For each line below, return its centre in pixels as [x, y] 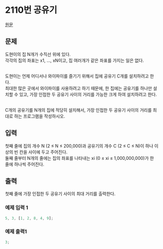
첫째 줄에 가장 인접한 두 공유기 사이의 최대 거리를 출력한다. [60, 194]
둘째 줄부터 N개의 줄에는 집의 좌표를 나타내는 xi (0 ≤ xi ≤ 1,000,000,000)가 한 [80, 158]
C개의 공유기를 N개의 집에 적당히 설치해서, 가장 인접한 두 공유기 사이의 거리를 [79, 110]
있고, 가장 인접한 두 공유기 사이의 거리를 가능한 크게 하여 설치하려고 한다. [88, 94]
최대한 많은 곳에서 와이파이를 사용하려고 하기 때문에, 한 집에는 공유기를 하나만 [79, 88]
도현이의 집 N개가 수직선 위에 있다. [38, 54]
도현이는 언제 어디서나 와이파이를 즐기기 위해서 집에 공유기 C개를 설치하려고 [77, 76]
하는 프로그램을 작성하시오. [40, 116]
